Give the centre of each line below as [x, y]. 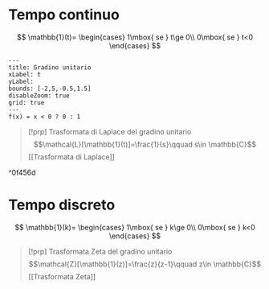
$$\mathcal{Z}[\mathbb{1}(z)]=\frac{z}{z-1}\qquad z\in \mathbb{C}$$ [145, 264]
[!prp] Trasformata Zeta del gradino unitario [100, 251]
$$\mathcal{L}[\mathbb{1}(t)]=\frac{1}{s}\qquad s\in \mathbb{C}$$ [145, 144]
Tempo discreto [62, 205]
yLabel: [21, 81]
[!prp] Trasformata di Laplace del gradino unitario [110, 131]
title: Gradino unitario [50, 67]
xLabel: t [25, 74]
